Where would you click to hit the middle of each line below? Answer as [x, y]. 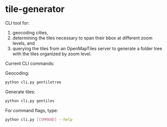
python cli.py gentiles [30, 101]
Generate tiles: [20, 92]
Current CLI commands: [30, 63]
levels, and [23, 43]
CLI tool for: [17, 23]
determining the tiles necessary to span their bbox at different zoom [82, 38]
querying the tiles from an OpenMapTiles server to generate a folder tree [87, 48]
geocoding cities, [30, 32]
